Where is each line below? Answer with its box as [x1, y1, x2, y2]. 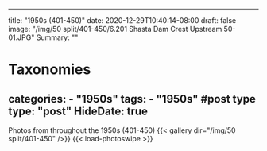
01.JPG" [8, 33, 35, 42]
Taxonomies [8, 60, 91, 79]
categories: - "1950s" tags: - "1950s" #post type [8, 92, 257, 106]
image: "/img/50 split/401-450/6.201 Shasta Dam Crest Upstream [8, 25, 222, 33]
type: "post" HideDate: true [8, 104, 149, 118]
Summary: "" [36, 33, 79, 42]
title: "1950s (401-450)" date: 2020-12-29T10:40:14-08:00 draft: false [8, 16, 237, 25]
